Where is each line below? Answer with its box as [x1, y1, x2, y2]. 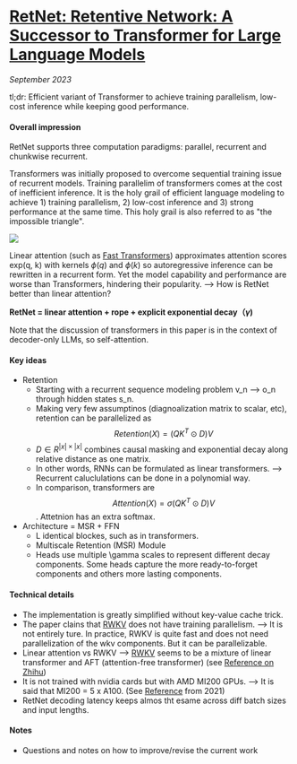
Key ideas [9, 354, 47, 365]
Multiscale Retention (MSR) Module [35, 540, 166, 551]
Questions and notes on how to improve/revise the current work [21, 744, 259, 755]
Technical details [9, 589, 74, 600]
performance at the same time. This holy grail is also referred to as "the [9, 206, 273, 217]
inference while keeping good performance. [27, 100, 190, 111]
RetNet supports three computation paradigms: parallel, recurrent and [9, 142, 267, 152]
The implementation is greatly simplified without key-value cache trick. [21, 609, 284, 620]
